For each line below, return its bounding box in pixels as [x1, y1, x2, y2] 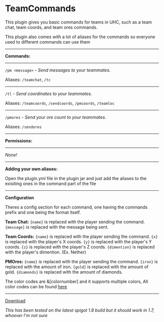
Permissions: [5, 138, 33, 143]
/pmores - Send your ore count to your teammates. [5, 114, 106, 120]
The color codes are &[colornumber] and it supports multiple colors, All [5, 278, 148, 284]
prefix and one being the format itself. [5, 209, 81, 215]
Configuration [5, 194, 34, 201]
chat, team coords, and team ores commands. [5, 24, 98, 30]
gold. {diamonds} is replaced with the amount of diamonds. [5, 269, 123, 275]
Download [5, 298, 26, 303]
